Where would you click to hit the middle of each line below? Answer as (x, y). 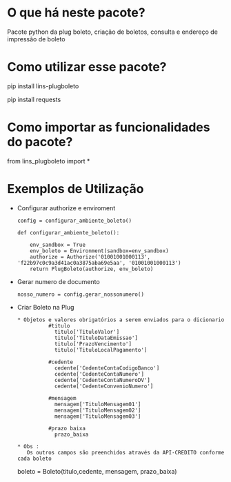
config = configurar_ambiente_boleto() (74, 221)
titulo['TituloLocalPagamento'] (101, 350)
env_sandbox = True (58, 245)
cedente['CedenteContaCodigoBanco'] (107, 368)
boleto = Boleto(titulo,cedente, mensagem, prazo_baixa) (97, 471)
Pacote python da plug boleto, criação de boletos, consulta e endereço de (113, 32)
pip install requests (34, 99)
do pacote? (40, 142)
